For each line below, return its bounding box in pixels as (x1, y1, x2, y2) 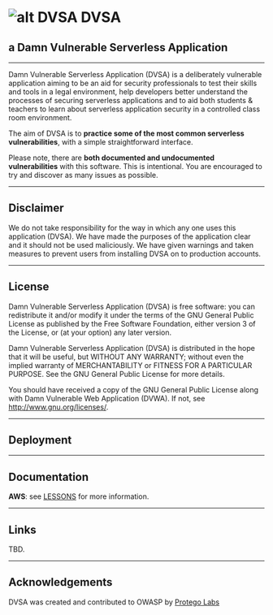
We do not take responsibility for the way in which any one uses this (8, 223, 236, 232)
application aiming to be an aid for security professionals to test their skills (8, 78, 258, 88)
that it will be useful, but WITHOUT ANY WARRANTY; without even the (8, 352, 244, 362)
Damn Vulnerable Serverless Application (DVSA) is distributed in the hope (8, 343, 256, 353)
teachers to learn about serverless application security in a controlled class (8, 104, 261, 114)
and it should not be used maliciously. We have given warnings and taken (8, 240, 254, 249)
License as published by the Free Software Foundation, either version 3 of (8, 318, 256, 328)
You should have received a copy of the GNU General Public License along (8, 384, 258, 394)
